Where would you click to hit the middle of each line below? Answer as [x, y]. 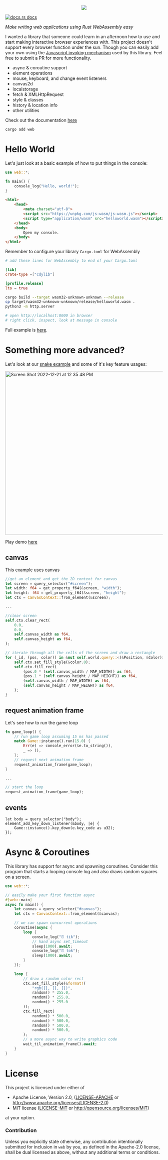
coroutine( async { [33, 927]
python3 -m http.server [30, 306]
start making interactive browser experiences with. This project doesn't [79, 42]
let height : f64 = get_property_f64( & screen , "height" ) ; [66, 593]
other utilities [26, 110]
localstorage [25, 89]
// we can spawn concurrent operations [56, 923]
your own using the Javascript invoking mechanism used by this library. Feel [84, 52]
